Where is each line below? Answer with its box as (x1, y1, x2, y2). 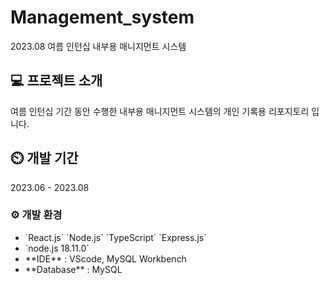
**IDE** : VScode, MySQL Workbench (24, 252, 187, 265)
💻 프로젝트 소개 (10, 72, 103, 90)
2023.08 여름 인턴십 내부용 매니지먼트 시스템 (10, 40, 187, 52)
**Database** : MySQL (24, 263, 123, 275)
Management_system (10, 6, 195, 29)
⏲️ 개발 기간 (10, 150, 79, 167)
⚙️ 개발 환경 (10, 208, 63, 222)
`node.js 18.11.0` (24, 242, 90, 254)
